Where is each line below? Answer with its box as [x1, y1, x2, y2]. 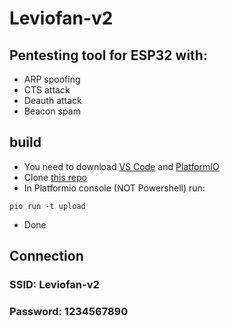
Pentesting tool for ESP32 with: [9, 47, 208, 64]
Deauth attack [23, 95, 82, 106]
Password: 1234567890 [9, 305, 129, 319]
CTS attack [23, 84, 71, 96]
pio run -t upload [9, 201, 86, 211]
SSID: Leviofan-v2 [9, 278, 100, 292]
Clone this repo [23, 171, 87, 183]
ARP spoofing [23, 73, 81, 85]
